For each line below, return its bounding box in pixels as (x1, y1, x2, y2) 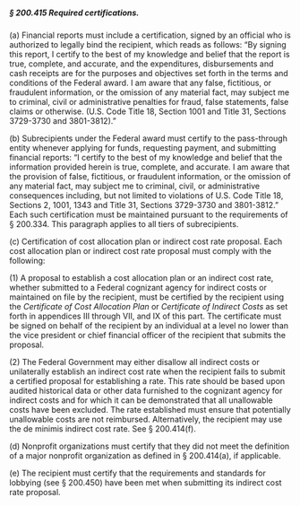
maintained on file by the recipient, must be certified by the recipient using (9, 292, 285, 302)
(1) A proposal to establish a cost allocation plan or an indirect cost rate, (9, 272, 274, 283)
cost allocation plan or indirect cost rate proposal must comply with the (9, 245, 272, 256)
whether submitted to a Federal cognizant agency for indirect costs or (9, 282, 267, 292)
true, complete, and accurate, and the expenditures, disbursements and (9, 58, 274, 69)
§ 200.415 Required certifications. (9, 7, 140, 18)
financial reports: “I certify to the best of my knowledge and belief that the (9, 152, 283, 162)
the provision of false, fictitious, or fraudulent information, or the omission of (9, 170, 291, 181)
